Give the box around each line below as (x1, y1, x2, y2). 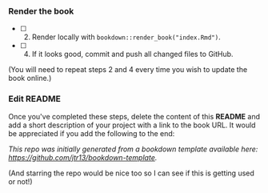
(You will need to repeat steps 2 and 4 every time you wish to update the (8, 65, 248, 74)
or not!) (8, 176, 33, 186)
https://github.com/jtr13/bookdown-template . (8, 152, 158, 162)
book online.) (8, 74, 52, 83)
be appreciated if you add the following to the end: (8, 128, 175, 138)
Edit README (8, 94, 62, 105)
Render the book (8, 6, 74, 17)
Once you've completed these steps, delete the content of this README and (8, 111, 260, 121)
